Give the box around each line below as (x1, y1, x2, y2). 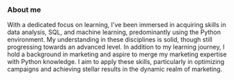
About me (7, 5, 42, 15)
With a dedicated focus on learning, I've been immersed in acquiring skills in (7, 21, 226, 29)
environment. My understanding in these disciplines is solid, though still (7, 35, 212, 44)
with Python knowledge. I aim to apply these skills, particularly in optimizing (7, 58, 225, 66)
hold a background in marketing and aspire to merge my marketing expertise (7, 50, 227, 58)
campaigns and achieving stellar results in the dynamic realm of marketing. (7, 65, 223, 74)
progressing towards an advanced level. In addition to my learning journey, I (7, 43, 225, 51)
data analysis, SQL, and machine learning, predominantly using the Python (7, 28, 221, 36)
